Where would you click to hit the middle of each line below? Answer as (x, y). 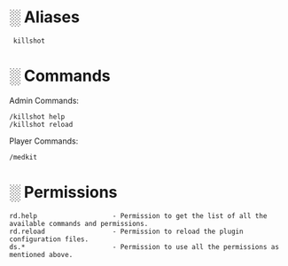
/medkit (23, 157)
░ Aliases (44, 17)
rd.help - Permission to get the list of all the (138, 215)
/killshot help (37, 117)
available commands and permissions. (79, 223)
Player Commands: (44, 141)
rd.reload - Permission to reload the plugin (126, 231)
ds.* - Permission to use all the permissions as (144, 246)
